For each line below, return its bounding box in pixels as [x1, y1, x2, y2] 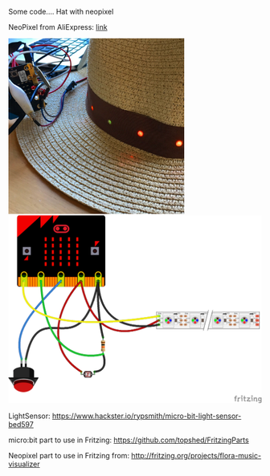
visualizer [8, 459, 40, 469]
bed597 [8, 419, 34, 429]
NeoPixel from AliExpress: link [8, 22, 108, 31]
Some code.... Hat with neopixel [8, 7, 114, 16]
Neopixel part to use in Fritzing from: [8, 450, 130, 460]
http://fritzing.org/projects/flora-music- [131, 450, 262, 460]
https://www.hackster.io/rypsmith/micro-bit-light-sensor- [51, 411, 242, 421]
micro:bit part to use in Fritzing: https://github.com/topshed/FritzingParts [8, 435, 249, 445]
